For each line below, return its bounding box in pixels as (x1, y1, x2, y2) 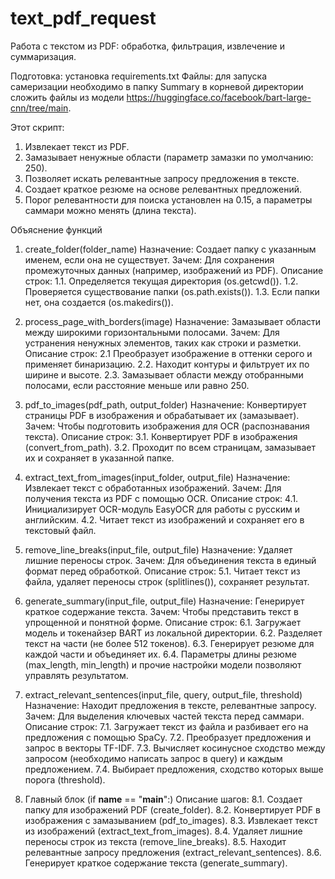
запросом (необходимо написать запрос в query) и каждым (24, 752, 283, 764)
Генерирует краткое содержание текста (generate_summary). (24, 857, 288, 869)
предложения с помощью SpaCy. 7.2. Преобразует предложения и (24, 731, 312, 743)
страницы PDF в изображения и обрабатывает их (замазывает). (24, 409, 300, 421)
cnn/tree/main (10, 102, 69, 114)
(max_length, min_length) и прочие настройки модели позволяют (24, 658, 302, 671)
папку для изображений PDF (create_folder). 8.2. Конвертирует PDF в (24, 803, 321, 816)
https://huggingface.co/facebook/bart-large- (126, 91, 312, 103)
